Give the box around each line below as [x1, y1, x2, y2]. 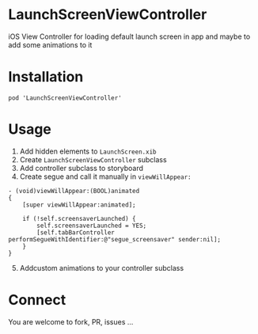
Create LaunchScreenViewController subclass [19, 154, 168, 164]
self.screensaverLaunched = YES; [36, 222, 147, 230]
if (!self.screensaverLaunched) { [22, 214, 136, 222]
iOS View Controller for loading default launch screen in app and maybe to [8, 32, 251, 41]
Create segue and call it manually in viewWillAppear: [19, 172, 192, 181]
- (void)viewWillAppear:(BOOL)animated [8, 187, 140, 195]
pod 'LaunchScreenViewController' [8, 93, 123, 102]
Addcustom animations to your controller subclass [19, 263, 184, 272]
